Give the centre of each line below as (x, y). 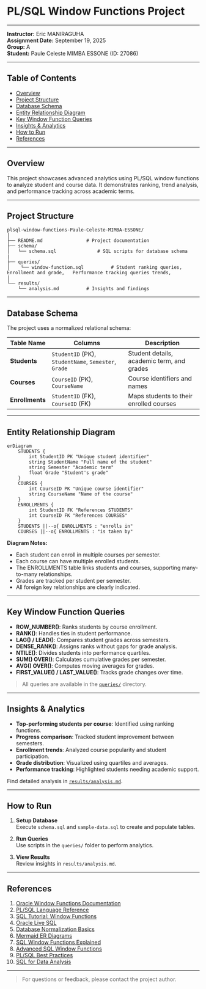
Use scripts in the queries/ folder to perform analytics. (85, 845)
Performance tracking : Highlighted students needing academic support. (107, 769)
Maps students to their (160, 396)
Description (162, 343)
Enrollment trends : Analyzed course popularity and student (91, 750)
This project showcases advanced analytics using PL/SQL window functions (103, 178)
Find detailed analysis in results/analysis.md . (65, 781)
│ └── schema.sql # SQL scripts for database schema (97, 252)
